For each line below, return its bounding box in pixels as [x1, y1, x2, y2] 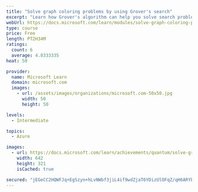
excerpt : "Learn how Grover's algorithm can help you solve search [6, 14, 176, 20]
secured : [6, 177, 28, 183]
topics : [6, 128, 25, 134]
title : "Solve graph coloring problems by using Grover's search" [6, 8, 173, 15]
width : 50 [21, 96, 46, 102]
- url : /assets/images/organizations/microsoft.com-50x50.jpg [16, 91, 173, 97]
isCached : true [16, 166, 54, 172]
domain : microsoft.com [11, 80, 67, 85]
